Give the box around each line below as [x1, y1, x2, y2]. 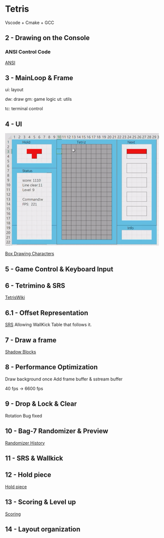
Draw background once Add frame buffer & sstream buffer [5, 376, 123, 382]
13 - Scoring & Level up [5, 498, 76, 506]
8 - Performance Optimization [5, 363, 98, 372]
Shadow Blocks [5, 349, 37, 355]
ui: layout [5, 87, 23, 93]
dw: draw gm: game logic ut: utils [5, 96, 72, 102]
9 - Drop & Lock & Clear [5, 400, 77, 408]
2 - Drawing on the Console [5, 34, 90, 42]
